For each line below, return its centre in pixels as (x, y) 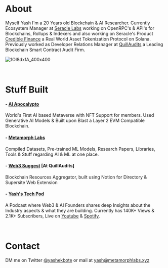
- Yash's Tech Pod (25, 194)
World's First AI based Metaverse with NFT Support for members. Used (80, 115)
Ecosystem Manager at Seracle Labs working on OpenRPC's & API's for (80, 28)
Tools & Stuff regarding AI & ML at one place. (52, 154)
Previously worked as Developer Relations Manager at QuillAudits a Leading (84, 44)
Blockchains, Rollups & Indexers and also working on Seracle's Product (79, 33)
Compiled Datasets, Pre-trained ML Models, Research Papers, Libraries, (80, 149)
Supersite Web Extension (31, 182)
